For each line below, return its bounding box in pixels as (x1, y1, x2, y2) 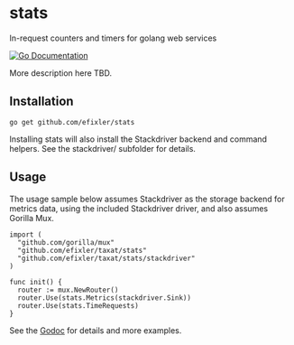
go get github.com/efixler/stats (9, 117, 135, 126)
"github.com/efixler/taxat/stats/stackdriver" (17, 254, 196, 263)
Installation (9, 94, 74, 109)
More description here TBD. (9, 67, 113, 79)
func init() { (9, 277, 63, 286)
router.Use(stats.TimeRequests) (17, 301, 140, 310)
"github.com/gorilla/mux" (17, 238, 115, 247)
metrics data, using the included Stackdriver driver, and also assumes (9, 202, 269, 214)
